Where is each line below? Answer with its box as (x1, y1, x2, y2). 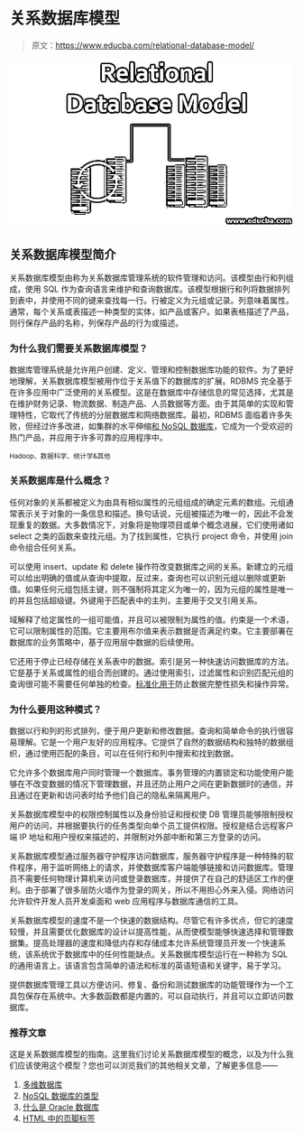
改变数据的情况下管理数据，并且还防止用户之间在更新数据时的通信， (32, 778, 286, 789)
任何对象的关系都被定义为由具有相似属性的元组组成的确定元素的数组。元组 (9, 496, 286, 507)
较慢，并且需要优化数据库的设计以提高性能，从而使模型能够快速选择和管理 (9, 926, 286, 937)
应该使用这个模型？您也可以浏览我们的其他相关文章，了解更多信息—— (16, 1060, 278, 1071)
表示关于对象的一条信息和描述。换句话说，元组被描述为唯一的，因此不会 (16, 507, 286, 519)
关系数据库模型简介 (9, 246, 116, 262)
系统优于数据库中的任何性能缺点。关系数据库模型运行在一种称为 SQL (32, 949, 289, 960)
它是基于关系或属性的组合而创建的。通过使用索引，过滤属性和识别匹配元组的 (9, 667, 294, 678)
